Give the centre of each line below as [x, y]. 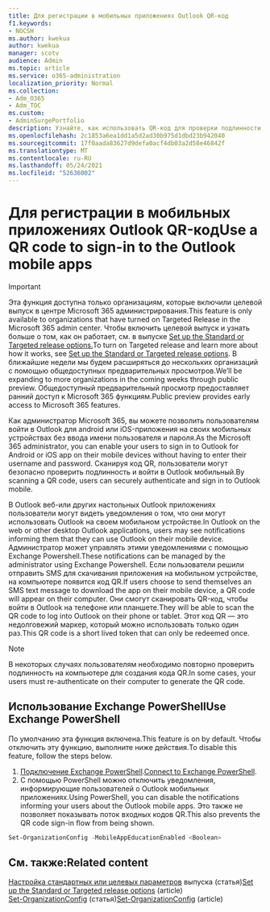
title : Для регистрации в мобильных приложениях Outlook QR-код [118, 16]
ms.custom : [27, 114]
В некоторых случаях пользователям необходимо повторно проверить [131, 664]
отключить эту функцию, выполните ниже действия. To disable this [123, 747]
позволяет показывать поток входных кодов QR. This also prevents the [140, 814]
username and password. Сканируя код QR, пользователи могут [118, 463]
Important [25, 286]
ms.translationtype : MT [48, 151]
